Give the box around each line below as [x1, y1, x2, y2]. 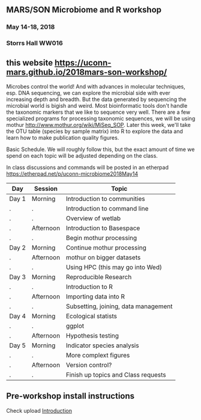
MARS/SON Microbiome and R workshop [6, 5, 162, 15]
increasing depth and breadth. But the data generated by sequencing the [6, 96, 187, 103]
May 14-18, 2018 [6, 23, 55, 31]
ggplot [65, 322, 85, 330]
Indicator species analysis [65, 341, 139, 350]
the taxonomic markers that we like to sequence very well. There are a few [6, 108, 191, 116]
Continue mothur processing [65, 244, 147, 252]
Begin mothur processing [65, 234, 137, 242]
